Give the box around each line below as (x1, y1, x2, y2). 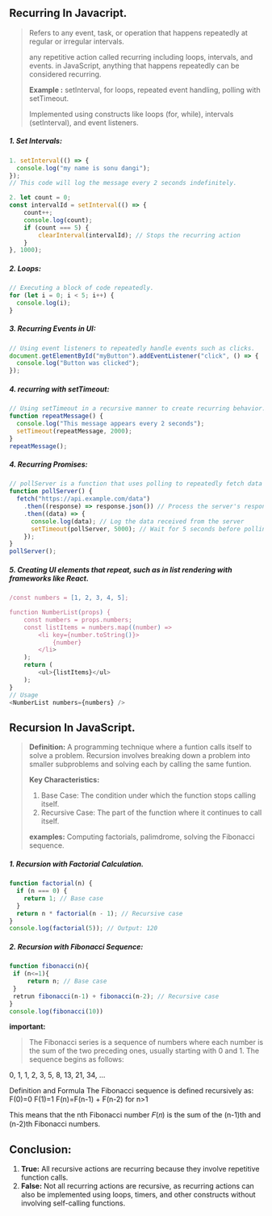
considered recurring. (28, 69, 102, 79)
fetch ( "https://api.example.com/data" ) (16, 495, 151, 503)
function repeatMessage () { (9, 412, 104, 421)
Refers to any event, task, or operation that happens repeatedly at (28, 27, 249, 37)
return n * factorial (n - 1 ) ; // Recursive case (16, 909, 183, 917)
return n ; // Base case (27, 977, 107, 985)
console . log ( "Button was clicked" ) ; (16, 359, 140, 367)
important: (9, 1021, 46, 1032)
